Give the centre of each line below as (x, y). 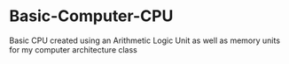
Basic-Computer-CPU (91, 16)
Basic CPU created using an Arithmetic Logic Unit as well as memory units (145, 40)
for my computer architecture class (73, 49)
